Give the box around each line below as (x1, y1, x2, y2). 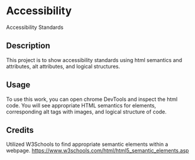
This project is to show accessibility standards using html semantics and (6, 56, 183, 63)
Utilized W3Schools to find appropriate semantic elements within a (6, 141, 168, 148)
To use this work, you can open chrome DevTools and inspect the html (6, 96, 178, 103)
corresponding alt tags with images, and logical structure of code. (6, 108, 167, 115)
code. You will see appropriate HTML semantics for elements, (6, 102, 157, 109)
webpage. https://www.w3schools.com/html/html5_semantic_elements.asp (6, 147, 189, 154)
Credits (6, 125, 34, 135)
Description (6, 41, 50, 51)
